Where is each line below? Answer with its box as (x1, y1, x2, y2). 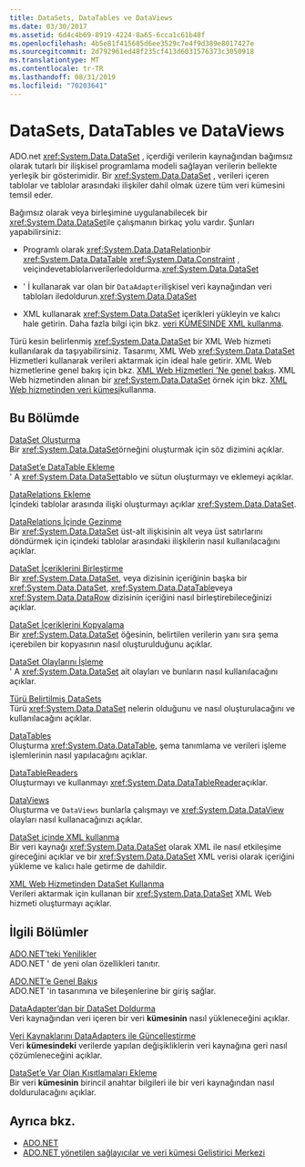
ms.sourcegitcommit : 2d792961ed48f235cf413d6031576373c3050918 (9, 47, 255, 56)
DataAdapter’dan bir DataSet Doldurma (9, 1003, 157, 1014)
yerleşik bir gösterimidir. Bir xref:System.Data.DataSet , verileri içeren (9, 169, 269, 180)
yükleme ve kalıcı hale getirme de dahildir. (9, 861, 167, 872)
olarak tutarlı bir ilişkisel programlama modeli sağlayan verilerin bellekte (9, 160, 278, 171)
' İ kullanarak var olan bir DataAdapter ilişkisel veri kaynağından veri (22, 281, 272, 292)
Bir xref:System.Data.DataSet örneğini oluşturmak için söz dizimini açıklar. (9, 444, 285, 456)
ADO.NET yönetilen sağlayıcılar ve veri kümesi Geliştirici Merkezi (22, 1147, 266, 1158)
